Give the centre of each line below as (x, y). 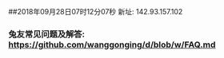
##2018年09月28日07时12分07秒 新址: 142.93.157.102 (96, 12)
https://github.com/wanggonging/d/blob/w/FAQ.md (112, 44)
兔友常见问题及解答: (47, 34)
